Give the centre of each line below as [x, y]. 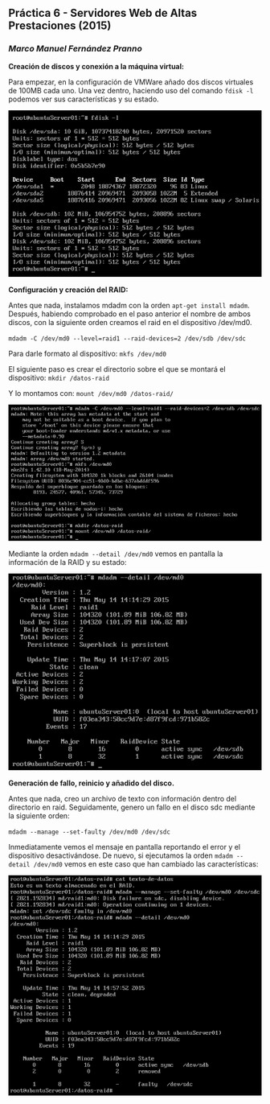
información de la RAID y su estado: [67, 562]
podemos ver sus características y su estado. [84, 99]
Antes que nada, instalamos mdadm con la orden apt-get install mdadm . [129, 305]
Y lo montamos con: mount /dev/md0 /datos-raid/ [91, 393]
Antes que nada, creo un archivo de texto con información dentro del [123, 799]
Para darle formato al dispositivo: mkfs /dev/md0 [88, 353]
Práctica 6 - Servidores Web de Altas [103, 13]
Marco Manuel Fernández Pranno [75, 49]
